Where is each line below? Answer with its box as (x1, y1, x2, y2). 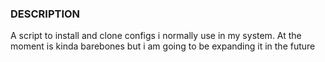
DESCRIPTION (10, 7, 81, 21)
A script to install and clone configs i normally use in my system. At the (10, 30, 302, 42)
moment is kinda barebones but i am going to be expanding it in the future (10, 40, 316, 52)
